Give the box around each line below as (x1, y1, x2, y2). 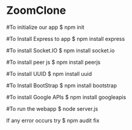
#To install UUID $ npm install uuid (6, 70, 92, 77)
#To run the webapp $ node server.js (6, 105, 98, 112)
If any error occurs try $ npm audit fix (6, 117, 99, 124)
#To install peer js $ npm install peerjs (6, 58, 101, 66)
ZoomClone (6, 4, 66, 17)
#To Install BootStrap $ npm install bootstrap (6, 82, 118, 89)
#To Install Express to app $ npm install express (6, 35, 125, 42)
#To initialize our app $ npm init (6, 23, 84, 31)
